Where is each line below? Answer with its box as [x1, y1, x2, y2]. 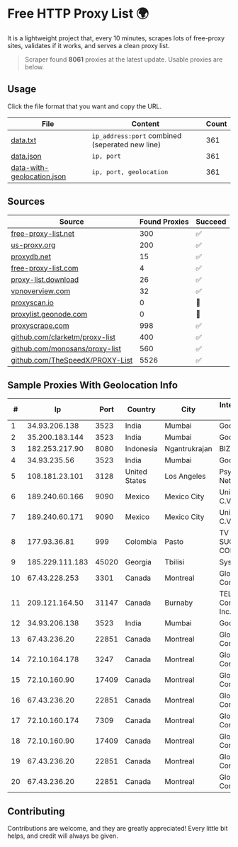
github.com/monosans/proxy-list [11, 343, 122, 353]
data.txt [11, 135, 37, 145]
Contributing [7, 805, 65, 817]
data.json [11, 151, 42, 161]
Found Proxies [139, 217, 189, 227]
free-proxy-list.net [11, 228, 75, 238]
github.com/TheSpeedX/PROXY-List [11, 355, 133, 365]
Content [131, 118, 160, 128]
